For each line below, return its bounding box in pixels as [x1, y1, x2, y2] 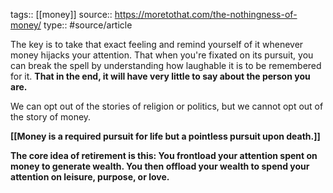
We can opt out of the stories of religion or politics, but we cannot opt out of [10, 100, 324, 112]
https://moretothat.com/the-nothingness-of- [114, 9, 298, 20]
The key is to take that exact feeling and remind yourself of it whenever [10, 39, 304, 50]
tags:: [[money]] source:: [10, 9, 113, 20]
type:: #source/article [43, 19, 133, 31]
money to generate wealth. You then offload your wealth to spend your [10, 160, 310, 172]
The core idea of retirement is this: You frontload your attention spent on [10, 150, 318, 161]
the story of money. [10, 111, 92, 123]
